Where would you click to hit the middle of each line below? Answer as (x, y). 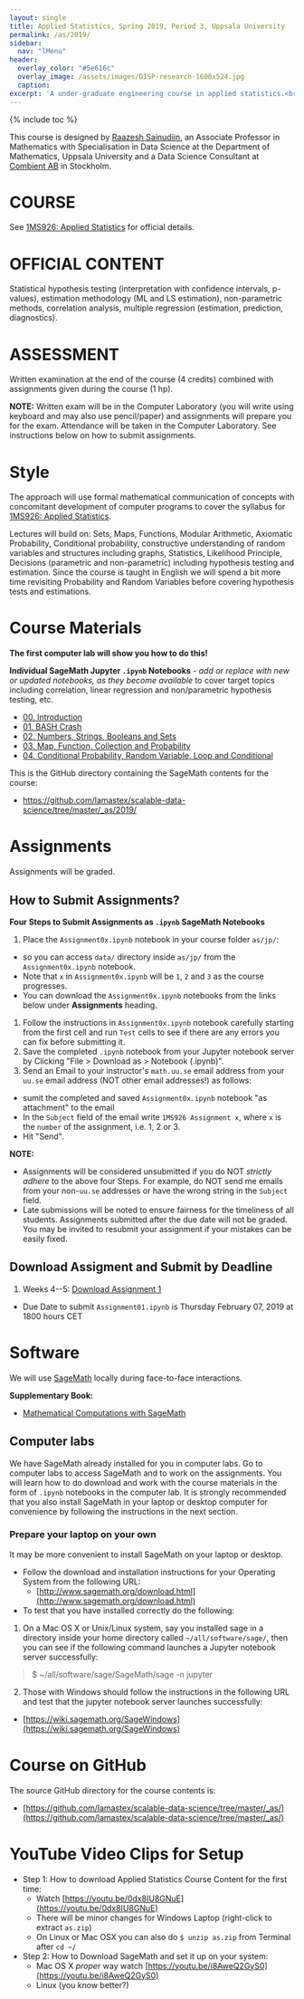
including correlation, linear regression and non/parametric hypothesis (141, 690)
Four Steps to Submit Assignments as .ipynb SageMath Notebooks (137, 922)
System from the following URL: (81, 1582)
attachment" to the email (68, 1107)
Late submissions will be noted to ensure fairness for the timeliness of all (158, 1210)
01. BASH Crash (52, 727)
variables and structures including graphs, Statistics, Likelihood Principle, (146, 553)
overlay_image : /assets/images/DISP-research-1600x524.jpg (131, 77)
